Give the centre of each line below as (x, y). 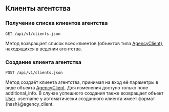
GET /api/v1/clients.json (33, 34)
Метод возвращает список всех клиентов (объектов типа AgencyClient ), (84, 43)
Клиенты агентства (38, 8)
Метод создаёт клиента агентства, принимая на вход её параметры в (82, 82)
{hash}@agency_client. (29, 104)
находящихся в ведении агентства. (44, 49)
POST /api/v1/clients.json (34, 72)
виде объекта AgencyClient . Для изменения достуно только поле (77, 87)
